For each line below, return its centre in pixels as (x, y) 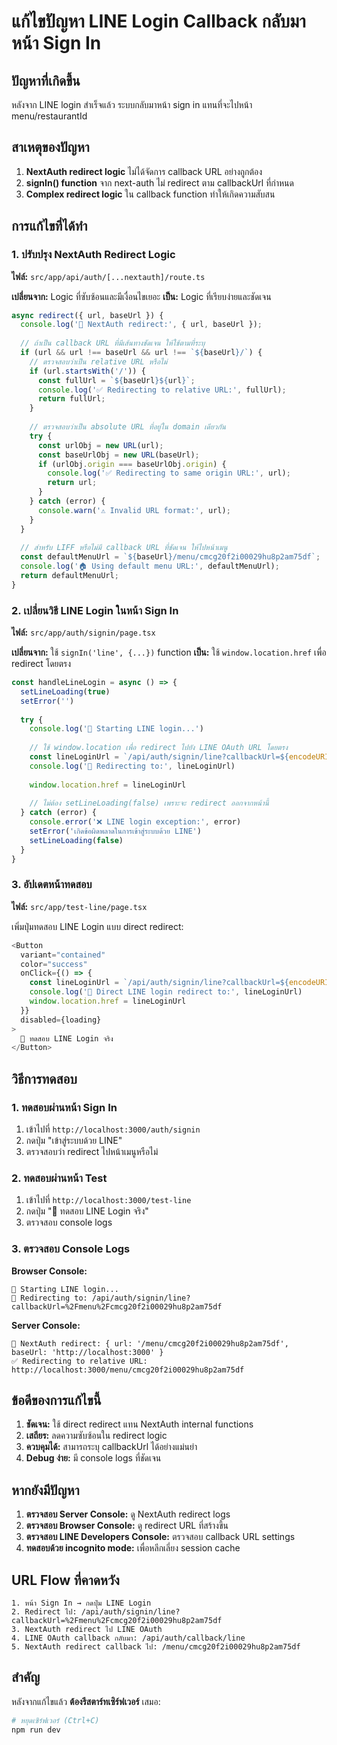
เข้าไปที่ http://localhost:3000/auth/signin (113, 1129)
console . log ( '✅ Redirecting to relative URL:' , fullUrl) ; (162, 390)
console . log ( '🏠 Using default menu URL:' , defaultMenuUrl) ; (150, 566)
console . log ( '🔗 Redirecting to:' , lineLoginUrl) (132, 766)
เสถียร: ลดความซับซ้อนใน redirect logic (96, 1436)
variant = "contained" (63, 955)
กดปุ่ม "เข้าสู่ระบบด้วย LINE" (74, 1141)
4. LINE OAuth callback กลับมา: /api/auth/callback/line (128, 1638)
